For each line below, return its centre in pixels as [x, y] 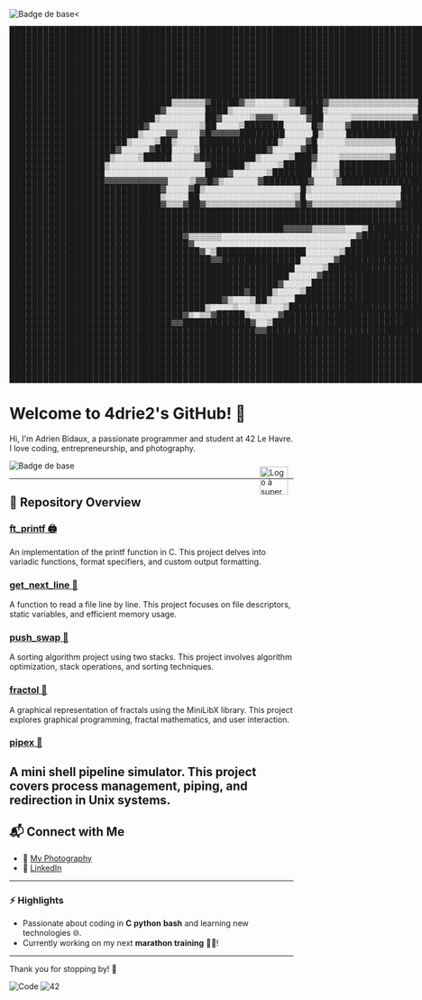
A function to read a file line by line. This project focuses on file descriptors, [150, 604]
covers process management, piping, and [128, 786]
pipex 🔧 [26, 743]
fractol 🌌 [28, 690]
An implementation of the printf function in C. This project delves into [138, 551]
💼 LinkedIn [42, 867]
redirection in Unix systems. [90, 800]
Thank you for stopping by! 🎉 [63, 968]
